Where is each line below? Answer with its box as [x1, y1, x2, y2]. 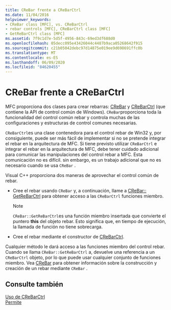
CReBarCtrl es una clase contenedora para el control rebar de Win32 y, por [5, 130, 162, 136]
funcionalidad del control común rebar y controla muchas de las [5, 115, 140, 121]
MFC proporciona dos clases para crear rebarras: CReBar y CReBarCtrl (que [5, 103, 166, 110]
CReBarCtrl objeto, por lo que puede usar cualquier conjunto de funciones [5, 254, 161, 261]
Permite [5, 299, 22, 305]
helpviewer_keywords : [5, 17, 52, 22]
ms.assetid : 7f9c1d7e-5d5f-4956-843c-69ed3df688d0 [5, 36, 115, 41]
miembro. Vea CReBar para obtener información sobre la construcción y [5, 260, 157, 266]
